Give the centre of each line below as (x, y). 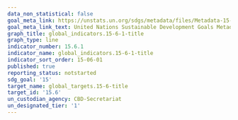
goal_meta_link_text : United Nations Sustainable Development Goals (110, 27)
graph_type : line (33, 40)
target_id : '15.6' (34, 92)
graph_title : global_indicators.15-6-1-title (75, 34)
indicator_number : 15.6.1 (45, 47)
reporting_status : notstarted (52, 73)
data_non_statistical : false (50, 14)
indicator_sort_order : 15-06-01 (55, 60)
